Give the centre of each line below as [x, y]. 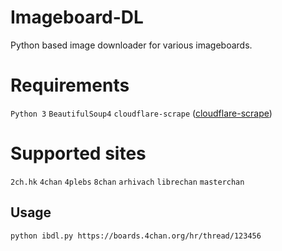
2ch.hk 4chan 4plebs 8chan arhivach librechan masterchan [127, 182]
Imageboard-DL [77, 17]
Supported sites [78, 153]
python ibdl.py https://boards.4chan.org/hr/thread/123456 [136, 236]
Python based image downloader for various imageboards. [131, 45]
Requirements [70, 85]
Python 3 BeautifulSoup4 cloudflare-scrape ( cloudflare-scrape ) [141, 113]
